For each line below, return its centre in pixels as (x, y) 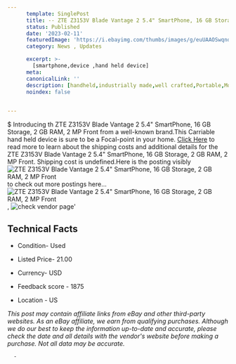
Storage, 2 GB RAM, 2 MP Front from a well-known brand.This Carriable (111, 132)
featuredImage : (48, 40)
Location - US (38, 300)
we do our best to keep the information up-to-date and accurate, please (112, 328)
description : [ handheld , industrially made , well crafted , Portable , (125, 85)
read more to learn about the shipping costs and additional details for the (113, 147)
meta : (34, 72)
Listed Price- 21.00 (45, 259)
